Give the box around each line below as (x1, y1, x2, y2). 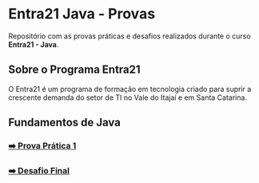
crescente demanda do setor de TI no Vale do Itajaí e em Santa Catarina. (8, 93, 248, 102)
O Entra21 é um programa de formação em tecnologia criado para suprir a (8, 84, 252, 93)
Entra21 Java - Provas (8, 5, 156, 23)
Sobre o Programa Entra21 (8, 63, 141, 77)
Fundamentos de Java (8, 116, 122, 129)
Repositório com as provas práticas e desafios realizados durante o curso (8, 31, 251, 41)
